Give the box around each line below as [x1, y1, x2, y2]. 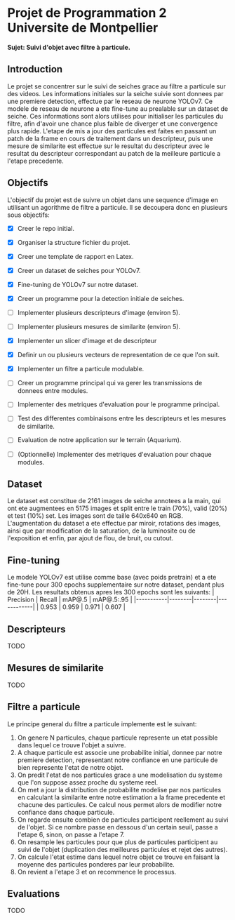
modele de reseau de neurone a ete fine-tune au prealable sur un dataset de [7, 104, 229, 113]
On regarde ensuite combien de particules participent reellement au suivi [17, 815, 229, 824]
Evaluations [7, 888, 60, 900]
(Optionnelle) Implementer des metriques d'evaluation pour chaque [17, 450, 212, 458]
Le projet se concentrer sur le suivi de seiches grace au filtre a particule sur [7, 82, 226, 91]
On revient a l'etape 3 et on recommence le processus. [17, 867, 177, 876]
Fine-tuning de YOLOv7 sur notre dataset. [17, 280, 139, 288]
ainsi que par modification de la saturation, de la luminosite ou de [7, 526, 196, 535]
